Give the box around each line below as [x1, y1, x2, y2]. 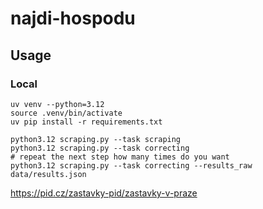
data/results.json [10, 169, 87, 179]
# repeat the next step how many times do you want [10, 152, 230, 162]
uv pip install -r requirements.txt [10, 117, 163, 127]
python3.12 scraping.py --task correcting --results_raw [10, 160, 253, 171]
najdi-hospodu [10, 7, 136, 30]
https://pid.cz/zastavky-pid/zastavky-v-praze [10, 187, 198, 199]
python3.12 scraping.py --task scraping [10, 134, 182, 144]
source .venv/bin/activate [10, 108, 123, 118]
